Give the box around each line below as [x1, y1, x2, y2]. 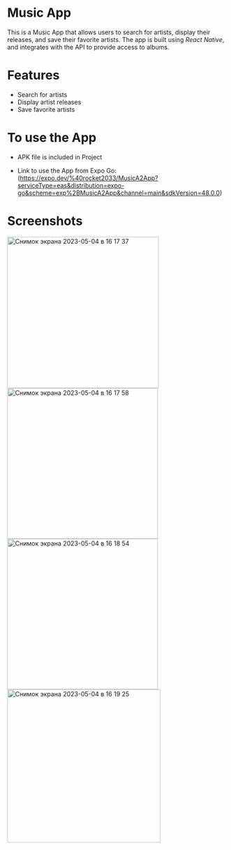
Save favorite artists [17, 105, 75, 113]
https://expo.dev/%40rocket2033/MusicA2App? [20, 173, 158, 182]
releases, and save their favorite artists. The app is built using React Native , [7, 35, 225, 43]
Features [7, 68, 60, 83]
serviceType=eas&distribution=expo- [17, 181, 125, 189]
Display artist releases [17, 98, 82, 106]
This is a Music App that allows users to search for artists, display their [7, 28, 211, 36]
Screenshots [7, 213, 83, 228]
